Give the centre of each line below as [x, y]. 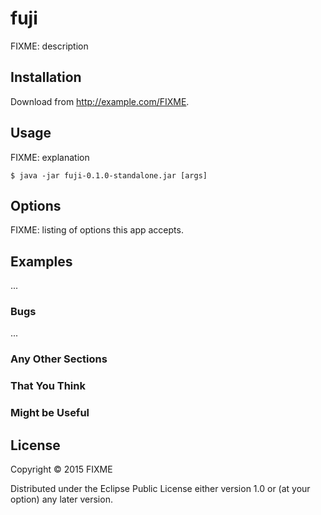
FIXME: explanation [50, 157]
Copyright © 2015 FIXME [61, 469]
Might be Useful [50, 413]
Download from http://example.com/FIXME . [100, 101]
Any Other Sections [59, 359]
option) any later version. [61, 499]
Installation [46, 77]
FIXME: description [49, 46]
